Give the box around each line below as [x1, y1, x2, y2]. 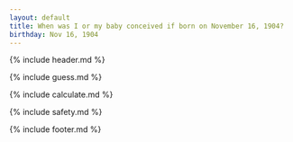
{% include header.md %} [9, 55, 105, 66]
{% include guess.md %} [9, 72, 102, 83]
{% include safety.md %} [9, 107, 103, 118]
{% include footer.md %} [9, 124, 102, 135]
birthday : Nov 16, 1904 [9, 30, 99, 39]
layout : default [9, 13, 70, 22]
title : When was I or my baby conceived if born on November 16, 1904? [9, 22, 284, 31]
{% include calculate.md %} [9, 89, 114, 100]
